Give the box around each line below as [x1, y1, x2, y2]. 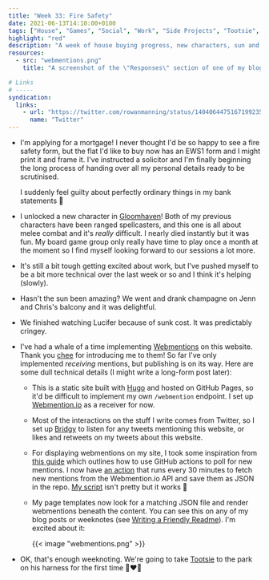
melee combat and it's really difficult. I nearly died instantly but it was [19, 229, 250, 237]
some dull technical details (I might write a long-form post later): [19, 367, 232, 377]
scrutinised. [19, 172, 59, 181]
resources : [8, 49, 45, 57]
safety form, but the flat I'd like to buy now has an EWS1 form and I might [19, 146, 261, 156]
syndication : [8, 93, 52, 101]
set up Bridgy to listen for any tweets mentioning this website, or [31, 424, 245, 433]
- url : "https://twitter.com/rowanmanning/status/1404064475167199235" [22, 108, 267, 116]
